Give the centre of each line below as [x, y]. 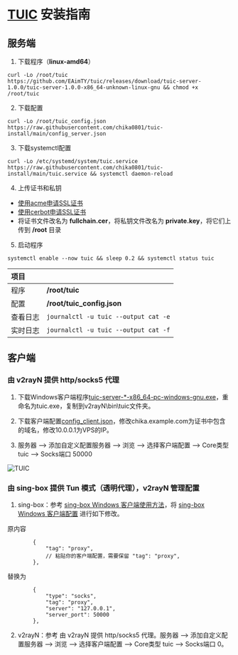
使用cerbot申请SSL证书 [52, 212]
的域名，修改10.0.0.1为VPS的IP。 [65, 430]
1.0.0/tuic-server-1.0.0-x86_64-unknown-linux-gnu [84, 88]
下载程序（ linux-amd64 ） [56, 62]
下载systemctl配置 [44, 148]
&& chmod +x [181, 88]
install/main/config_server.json [57, 134]
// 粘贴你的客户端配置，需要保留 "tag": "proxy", [113, 556]
